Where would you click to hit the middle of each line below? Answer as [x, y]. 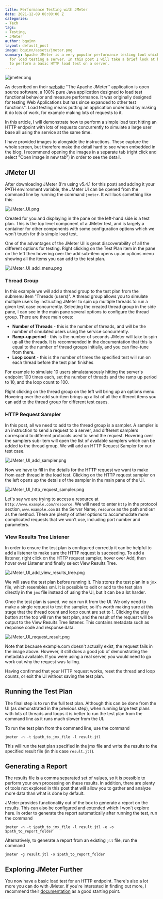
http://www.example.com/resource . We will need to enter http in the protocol [81, 504]
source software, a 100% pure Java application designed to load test [74, 92]
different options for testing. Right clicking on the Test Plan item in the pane [80, 248]
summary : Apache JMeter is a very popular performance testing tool [76, 55]
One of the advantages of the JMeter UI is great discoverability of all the [77, 243]
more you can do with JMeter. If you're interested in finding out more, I [76, 886]
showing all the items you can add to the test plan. [55, 259]
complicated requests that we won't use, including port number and [73, 519]
